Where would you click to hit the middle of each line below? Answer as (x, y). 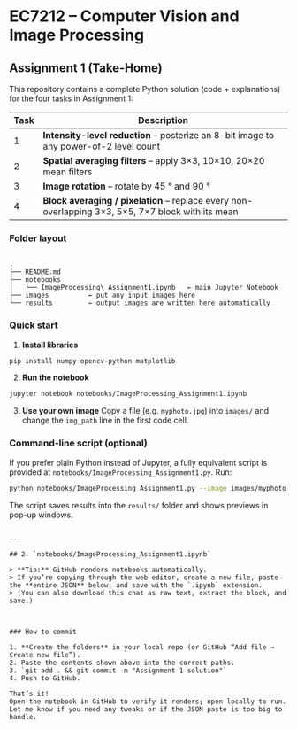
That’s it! (29, 694)
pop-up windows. (41, 515)
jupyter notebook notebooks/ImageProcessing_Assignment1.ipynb (128, 394)
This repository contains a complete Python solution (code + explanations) (145, 89)
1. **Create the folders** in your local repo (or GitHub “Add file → (142, 647)
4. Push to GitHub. (45, 678)
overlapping (68, 212)
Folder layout (38, 238)
